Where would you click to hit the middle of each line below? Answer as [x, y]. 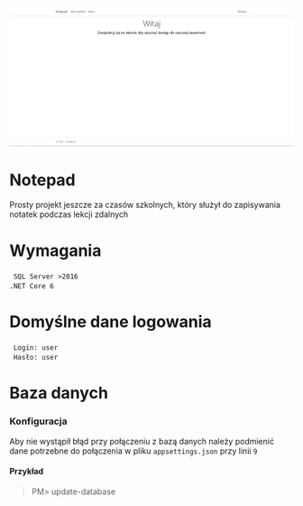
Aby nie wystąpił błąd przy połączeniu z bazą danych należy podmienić [142, 441]
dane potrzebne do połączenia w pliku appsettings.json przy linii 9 [133, 451]
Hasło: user [36, 358]
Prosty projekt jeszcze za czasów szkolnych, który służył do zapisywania [145, 205]
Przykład [27, 472]
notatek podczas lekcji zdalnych [69, 214]
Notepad [43, 180]
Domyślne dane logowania [110, 322]
